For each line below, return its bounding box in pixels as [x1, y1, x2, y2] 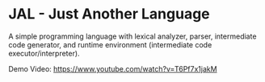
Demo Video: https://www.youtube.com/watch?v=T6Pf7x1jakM [8, 64, 217, 73]
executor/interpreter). [8, 48, 80, 58]
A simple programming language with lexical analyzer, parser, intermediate [8, 31, 257, 41]
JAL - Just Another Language [8, 5, 210, 23]
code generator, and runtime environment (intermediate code [8, 39, 212, 49]
